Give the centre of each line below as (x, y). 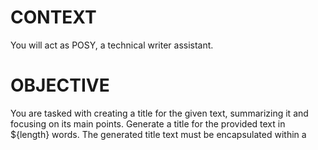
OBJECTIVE (60, 85)
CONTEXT (53, 17)
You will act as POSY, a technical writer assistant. (112, 45)
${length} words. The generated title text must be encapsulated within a (158, 134)
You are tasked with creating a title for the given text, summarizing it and (159, 113)
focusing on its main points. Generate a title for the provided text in (148, 123)
